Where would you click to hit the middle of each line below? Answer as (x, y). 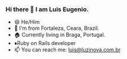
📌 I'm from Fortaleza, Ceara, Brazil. (57, 28)
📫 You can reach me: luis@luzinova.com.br (67, 50)
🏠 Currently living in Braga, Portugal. (60, 35)
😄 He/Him (27, 22)
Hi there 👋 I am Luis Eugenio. (47, 9)
